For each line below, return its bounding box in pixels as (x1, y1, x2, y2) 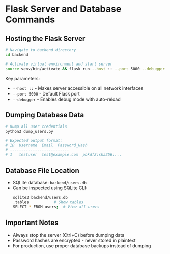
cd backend (5, 52, 29, 57)
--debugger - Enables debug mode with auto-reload (12, 96, 121, 102)
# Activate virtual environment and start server (5, 61, 113, 67)
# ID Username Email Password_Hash (5, 143, 88, 148)
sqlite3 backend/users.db (12, 195, 68, 200)
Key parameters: (5, 75, 40, 81)
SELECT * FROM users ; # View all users (12, 204, 100, 210)
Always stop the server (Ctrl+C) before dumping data (12, 232, 125, 238)
